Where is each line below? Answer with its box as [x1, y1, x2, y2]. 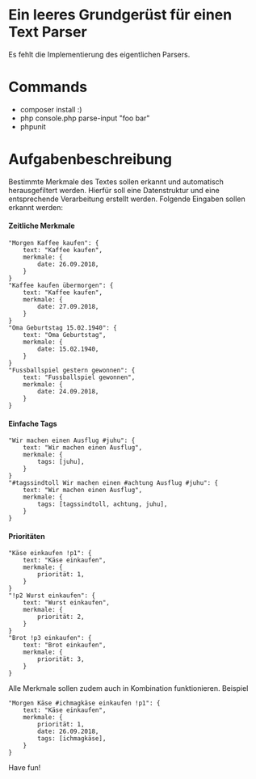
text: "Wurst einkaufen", [23, 599, 111, 607]
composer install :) [19, 104, 82, 114]
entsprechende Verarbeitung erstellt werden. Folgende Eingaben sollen [8, 194, 246, 204]
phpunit [19, 121, 46, 131]
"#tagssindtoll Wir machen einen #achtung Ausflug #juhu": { [8, 479, 219, 487]
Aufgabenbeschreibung [8, 150, 172, 169]
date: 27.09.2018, [37, 303, 99, 311]
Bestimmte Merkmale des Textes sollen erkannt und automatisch [8, 176, 225, 187]
